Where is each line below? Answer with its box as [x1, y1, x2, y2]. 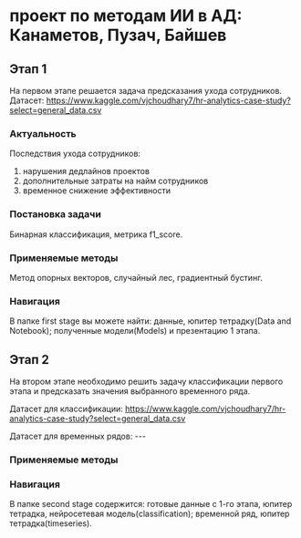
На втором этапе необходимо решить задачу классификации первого [9, 376, 284, 387]
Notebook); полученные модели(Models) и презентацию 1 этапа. [9, 326, 261, 336]
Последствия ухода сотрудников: [9, 148, 141, 160]
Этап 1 [9, 61, 47, 77]
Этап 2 [9, 352, 50, 367]
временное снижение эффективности [22, 185, 171, 196]
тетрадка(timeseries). [9, 518, 93, 529]
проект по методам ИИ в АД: [9, 5, 243, 26]
